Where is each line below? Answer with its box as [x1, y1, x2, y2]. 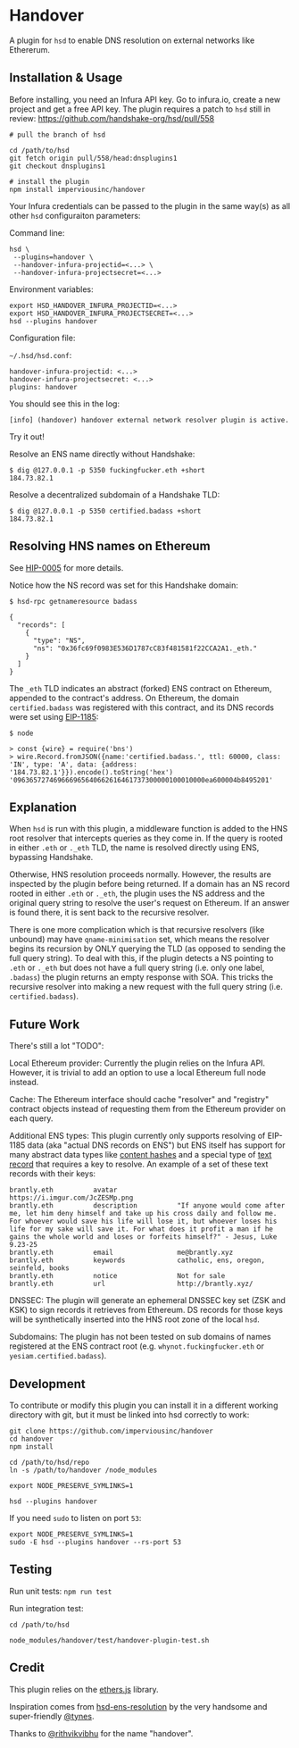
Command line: [9, 227, 65, 238]
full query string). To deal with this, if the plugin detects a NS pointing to [9, 953, 274, 964]
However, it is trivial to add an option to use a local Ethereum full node [9, 1067, 266, 1078]
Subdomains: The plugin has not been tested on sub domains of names [9, 1332, 271, 1342]
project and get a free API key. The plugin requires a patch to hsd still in [9, 104, 270, 114]
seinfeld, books [9, 1264, 70, 1273]
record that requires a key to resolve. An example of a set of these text [9, 1158, 269, 1170]
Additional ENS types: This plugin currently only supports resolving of [9, 1131, 266, 1142]
